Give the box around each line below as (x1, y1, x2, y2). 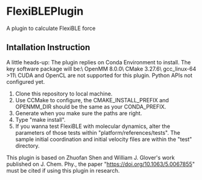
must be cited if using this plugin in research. (6, 167, 120, 174)
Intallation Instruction (6, 42, 91, 53)
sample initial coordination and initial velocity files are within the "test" (15, 135, 192, 143)
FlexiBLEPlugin (6, 4, 84, 18)
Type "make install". (15, 116, 66, 123)
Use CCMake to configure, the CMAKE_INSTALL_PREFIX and (15, 96, 170, 103)
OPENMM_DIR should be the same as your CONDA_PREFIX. (15, 103, 166, 110)
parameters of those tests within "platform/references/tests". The (15, 129, 181, 136)
